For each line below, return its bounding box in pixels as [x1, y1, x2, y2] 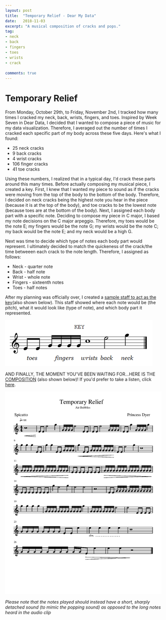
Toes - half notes [12, 285, 48, 291]
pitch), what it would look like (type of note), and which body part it [5, 305, 142, 311]
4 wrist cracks [12, 156, 42, 162]
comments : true [5, 71, 37, 76]
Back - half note [12, 269, 46, 275]
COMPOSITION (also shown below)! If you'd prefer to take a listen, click [5, 376, 152, 382]
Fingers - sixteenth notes [12, 279, 64, 285]
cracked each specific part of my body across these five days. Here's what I [5, 130, 161, 136]
